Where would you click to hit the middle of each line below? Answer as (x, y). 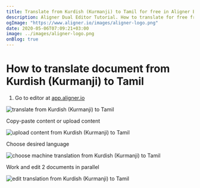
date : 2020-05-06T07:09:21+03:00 (48, 28)
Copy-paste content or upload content (53, 121)
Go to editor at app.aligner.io (50, 98)
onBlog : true (22, 39)
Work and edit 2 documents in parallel (53, 167)
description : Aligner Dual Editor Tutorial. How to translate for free (97, 17)
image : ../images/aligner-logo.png (50, 34)
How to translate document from (88, 69)
